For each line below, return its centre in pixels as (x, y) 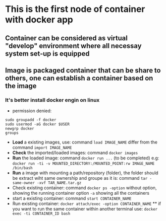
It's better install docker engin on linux (53, 100)
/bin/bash (23, 168)
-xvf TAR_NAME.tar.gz (59, 183)
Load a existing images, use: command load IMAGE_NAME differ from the (85, 142)
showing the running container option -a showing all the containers (81, 193)
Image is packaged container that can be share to (83, 70)
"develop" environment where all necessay (74, 46)
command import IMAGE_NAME (42, 147)
